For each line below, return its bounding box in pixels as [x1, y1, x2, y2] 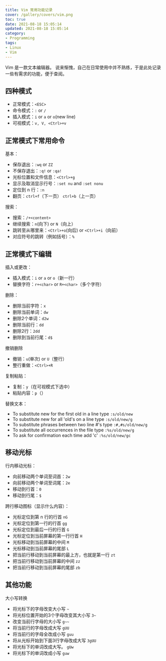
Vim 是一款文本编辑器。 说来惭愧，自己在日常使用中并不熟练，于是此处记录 [5, 64, 161, 70]
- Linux [5, 45, 22, 50]
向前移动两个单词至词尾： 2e [12, 479, 70, 486]
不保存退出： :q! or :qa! [12, 168, 62, 174]
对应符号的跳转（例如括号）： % [12, 234, 74, 240]
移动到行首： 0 [12, 486, 42, 492]
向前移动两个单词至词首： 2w [12, 473, 70, 479]
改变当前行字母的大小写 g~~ [12, 618, 69, 625]
